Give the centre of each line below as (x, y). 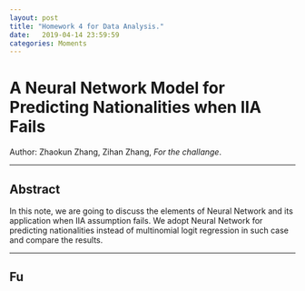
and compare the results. (56, 240)
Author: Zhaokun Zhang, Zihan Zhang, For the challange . (116, 152)
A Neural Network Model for (117, 88)
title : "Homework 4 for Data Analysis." (87, 26)
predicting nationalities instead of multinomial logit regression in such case (149, 230)
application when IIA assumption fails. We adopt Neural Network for (136, 221)
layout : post (34, 18)
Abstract (35, 189)
